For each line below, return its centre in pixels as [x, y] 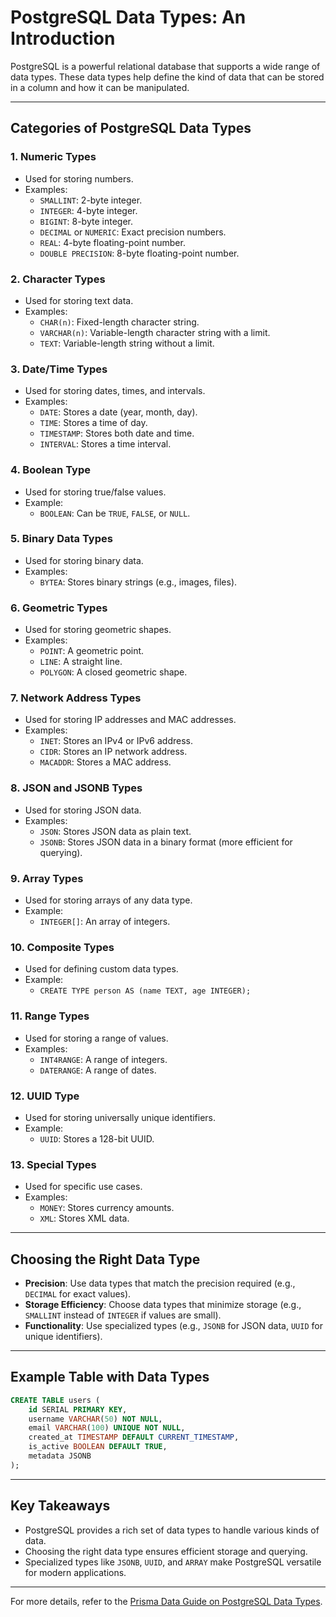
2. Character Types [58, 279]
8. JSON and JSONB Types [76, 788]
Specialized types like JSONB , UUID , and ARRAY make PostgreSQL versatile [173, 1562]
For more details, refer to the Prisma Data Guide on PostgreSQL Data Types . [166, 1601]
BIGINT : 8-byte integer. [86, 221]
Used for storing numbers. [79, 178]
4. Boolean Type [50, 470]
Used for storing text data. [79, 300]
